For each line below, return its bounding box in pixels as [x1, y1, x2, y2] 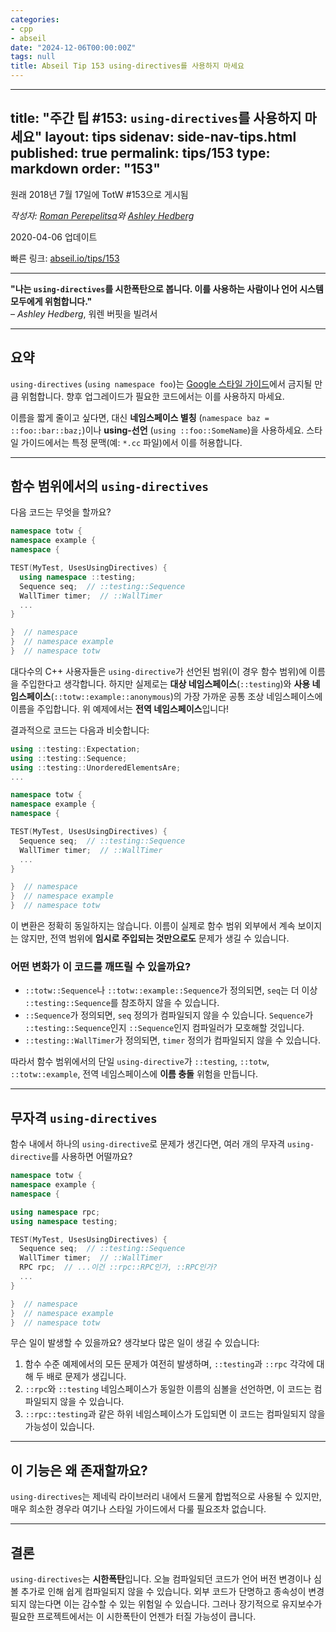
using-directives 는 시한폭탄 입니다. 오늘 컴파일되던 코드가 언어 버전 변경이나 [10, 1573, 312, 1585]
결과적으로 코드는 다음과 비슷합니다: [10, 724, 150, 736]
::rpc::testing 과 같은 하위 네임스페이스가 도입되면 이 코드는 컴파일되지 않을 [24, 1408, 326, 1420]
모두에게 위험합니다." [10, 295, 93, 307]
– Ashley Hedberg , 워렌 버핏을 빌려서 [10, 307, 158, 320]
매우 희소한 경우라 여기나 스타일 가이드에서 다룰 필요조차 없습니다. [10, 1503, 267, 1515]
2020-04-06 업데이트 [10, 231, 98, 243]
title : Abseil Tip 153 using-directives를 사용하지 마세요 [10, 61, 245, 71]
